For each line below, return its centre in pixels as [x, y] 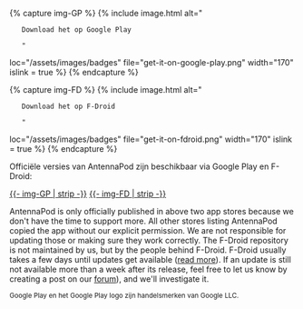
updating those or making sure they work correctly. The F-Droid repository [149, 240]
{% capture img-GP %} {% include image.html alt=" [106, 13]
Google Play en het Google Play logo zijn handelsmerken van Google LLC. [124, 295]
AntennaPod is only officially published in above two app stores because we [152, 211]
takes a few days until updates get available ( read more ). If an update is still [151, 259]
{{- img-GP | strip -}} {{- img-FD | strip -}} [88, 194]
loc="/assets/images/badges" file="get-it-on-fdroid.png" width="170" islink [151, 139]
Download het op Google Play [76, 30]
